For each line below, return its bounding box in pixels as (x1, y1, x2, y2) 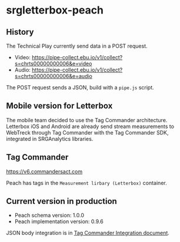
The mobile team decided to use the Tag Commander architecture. (6, 116, 168, 123)
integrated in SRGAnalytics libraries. (6, 135, 94, 142)
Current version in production (6, 196, 118, 206)
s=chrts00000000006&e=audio (14, 73, 92, 79)
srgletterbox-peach (6, 4, 104, 17)
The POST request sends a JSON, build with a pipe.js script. (6, 84, 154, 91)
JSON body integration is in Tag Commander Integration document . (6, 230, 169, 237)
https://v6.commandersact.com (6, 168, 83, 175)
